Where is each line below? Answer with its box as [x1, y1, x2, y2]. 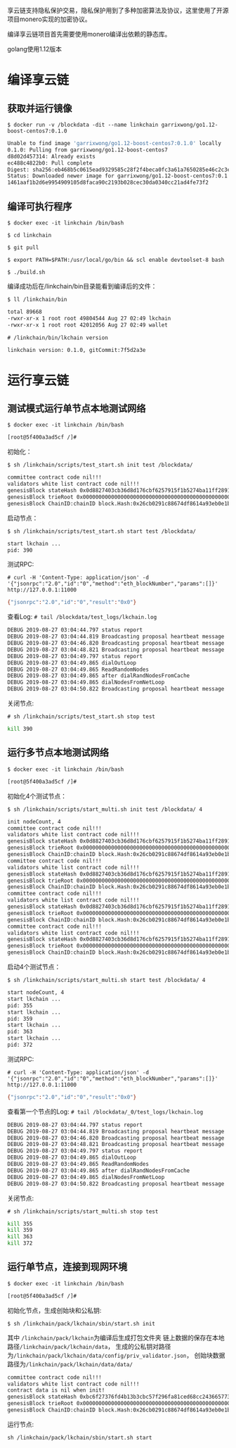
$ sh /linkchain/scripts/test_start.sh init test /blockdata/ [7, 462, 193, 469]
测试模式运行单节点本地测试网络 [7, 403, 146, 415]
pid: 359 [7, 1015, 33, 1022]
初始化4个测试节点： [7, 791, 67, 800]
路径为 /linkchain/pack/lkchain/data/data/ [7, 1359, 133, 1368]
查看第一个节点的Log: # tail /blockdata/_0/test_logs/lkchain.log [7, 1107, 204, 1116]
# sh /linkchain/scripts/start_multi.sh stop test [7, 1208, 159, 1215]
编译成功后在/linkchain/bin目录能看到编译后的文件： [7, 282, 157, 290]
